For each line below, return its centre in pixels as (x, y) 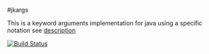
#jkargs (18, 10)
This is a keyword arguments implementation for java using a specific (105, 23)
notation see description (41, 30)
